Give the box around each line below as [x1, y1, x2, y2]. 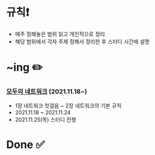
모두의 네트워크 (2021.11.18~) [6, 87, 88, 96]
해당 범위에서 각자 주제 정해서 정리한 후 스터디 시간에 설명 [14, 37, 150, 45]
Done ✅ [6, 138, 45, 151]
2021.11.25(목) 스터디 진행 [14, 116, 76, 124]
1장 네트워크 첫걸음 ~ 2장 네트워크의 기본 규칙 [14, 102, 122, 109]
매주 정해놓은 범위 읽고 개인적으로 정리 [14, 30, 105, 37]
